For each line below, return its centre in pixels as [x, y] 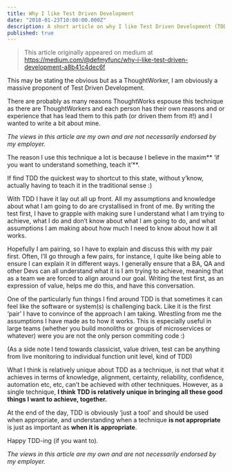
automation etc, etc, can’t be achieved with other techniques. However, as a [115, 385]
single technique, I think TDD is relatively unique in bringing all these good [115, 392]
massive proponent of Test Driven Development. [76, 88]
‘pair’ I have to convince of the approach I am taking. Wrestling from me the [115, 314]
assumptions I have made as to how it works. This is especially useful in [109, 321]
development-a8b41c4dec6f [65, 67]
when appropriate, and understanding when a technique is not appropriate [114, 420]
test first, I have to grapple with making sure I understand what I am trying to [116, 214]
